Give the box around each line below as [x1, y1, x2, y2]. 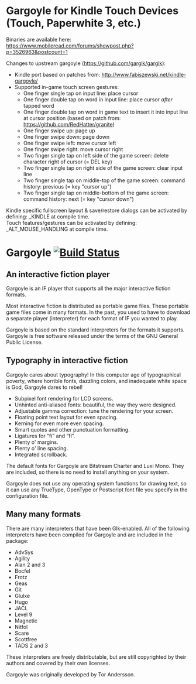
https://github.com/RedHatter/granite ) [23, 121, 115, 128]
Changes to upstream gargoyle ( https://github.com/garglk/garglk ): [6, 60, 166, 67]
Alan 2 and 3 [14, 561, 46, 568]
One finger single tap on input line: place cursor [23, 90, 139, 97]
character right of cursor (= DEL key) [23, 158, 112, 165]
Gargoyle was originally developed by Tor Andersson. [6, 671, 136, 678]
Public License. [6, 338, 43, 346]
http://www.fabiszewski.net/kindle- [101, 71, 187, 78]
